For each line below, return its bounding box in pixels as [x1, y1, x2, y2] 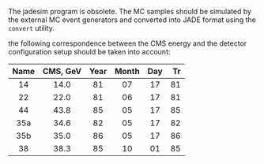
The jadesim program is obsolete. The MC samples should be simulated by [8, 7, 251, 16]
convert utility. [8, 24, 55, 32]
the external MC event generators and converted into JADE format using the [8, 15, 257, 24]
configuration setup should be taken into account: [8, 47, 171, 56]
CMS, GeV [42, 66, 81, 76]
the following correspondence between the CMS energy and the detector [8, 39, 247, 48]
